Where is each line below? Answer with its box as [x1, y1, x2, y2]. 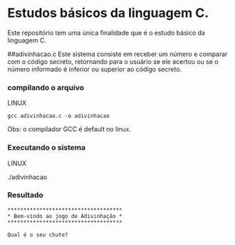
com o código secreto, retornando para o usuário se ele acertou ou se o [7, 57, 219, 65]
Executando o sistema [7, 143, 86, 153]
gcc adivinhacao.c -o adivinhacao [7, 112, 110, 120]
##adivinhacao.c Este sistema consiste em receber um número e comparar [7, 50, 228, 58]
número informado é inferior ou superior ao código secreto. [7, 65, 182, 73]
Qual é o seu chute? [7, 231, 69, 239]
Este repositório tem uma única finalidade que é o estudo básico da [7, 28, 205, 37]
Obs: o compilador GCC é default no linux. [7, 125, 132, 134]
